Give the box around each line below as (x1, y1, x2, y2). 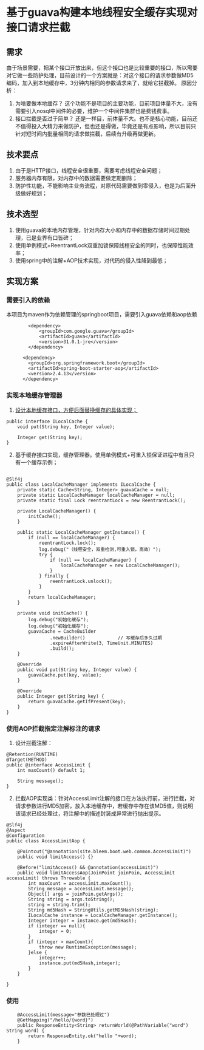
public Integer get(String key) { (17, 693, 104, 699)
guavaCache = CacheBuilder (28, 628, 97, 635)
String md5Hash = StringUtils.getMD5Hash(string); (28, 907, 159, 913)
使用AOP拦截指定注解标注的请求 (6, 724, 101, 732)
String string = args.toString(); (28, 896, 115, 902)
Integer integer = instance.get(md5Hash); (28, 918, 137, 924)
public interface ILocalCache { (6, 418, 88, 424)
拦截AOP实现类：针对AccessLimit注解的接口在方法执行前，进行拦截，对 (15, 794, 195, 802)
